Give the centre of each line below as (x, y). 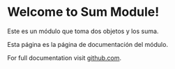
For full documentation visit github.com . (64, 58)
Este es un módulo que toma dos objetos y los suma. (83, 31)
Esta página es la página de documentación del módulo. (88, 44)
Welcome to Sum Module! (83, 12)
